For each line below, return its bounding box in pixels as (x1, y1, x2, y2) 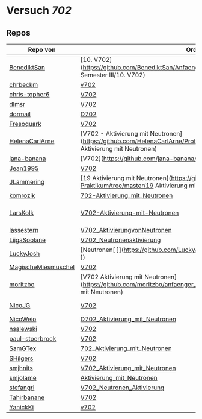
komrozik (9, 191, 35, 200)
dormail (9, 110, 31, 118)
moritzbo (9, 280, 35, 288)
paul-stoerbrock (9, 335, 57, 342)
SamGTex (9, 344, 37, 353)
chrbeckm (9, 81, 38, 89)
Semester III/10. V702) (80, 71, 145, 79)
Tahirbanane (9, 393, 45, 402)
